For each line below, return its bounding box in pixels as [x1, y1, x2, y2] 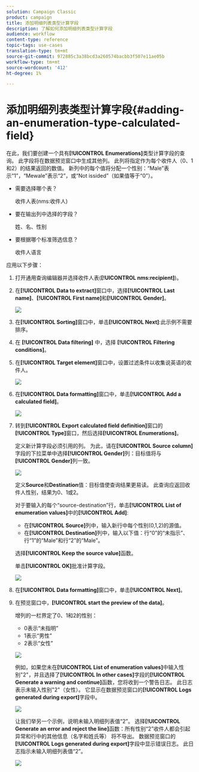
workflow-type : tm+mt [6, 59, 61, 65]
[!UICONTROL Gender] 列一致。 [14, 457, 94, 465]
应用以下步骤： [6, 262, 43, 269]
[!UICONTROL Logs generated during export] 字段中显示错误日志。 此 [14, 740, 189, 747]
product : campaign [6, 14, 52, 20]
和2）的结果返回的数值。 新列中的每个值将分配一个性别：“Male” [6, 164, 164, 172]
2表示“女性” [23, 640, 53, 647]
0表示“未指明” [23, 625, 59, 632]
